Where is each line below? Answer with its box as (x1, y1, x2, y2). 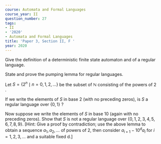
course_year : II (5, 12, 38, 17)
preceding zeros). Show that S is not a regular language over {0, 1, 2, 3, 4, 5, (5, 116, 155, 122)
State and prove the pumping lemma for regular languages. (5, 71, 124, 77)
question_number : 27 (5, 16, 47, 21)
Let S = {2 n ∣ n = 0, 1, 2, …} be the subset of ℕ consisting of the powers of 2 (5, 81, 157, 88)
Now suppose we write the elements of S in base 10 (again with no (5, 111, 139, 117)
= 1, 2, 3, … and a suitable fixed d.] (5, 133, 73, 139)
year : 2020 (5, 43, 27, 48)
